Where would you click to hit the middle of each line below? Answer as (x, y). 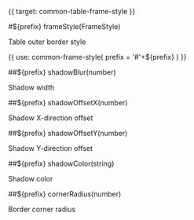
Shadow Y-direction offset (50, 148)
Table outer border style (47, 42)
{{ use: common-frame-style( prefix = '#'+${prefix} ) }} (97, 57)
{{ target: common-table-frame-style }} (72, 11)
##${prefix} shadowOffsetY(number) (68, 133)
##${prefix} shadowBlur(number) (62, 72)
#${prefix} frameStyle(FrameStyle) (64, 26)
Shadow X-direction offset (51, 118)
